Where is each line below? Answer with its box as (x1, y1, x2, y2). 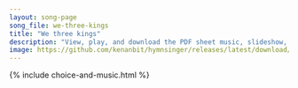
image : (9, 46, 34, 55)
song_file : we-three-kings (9, 21, 109, 30)
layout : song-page (9, 12, 77, 22)
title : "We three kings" (9, 29, 101, 38)
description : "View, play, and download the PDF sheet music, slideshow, (9, 37, 288, 47)
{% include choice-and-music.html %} (9, 70, 150, 80)
